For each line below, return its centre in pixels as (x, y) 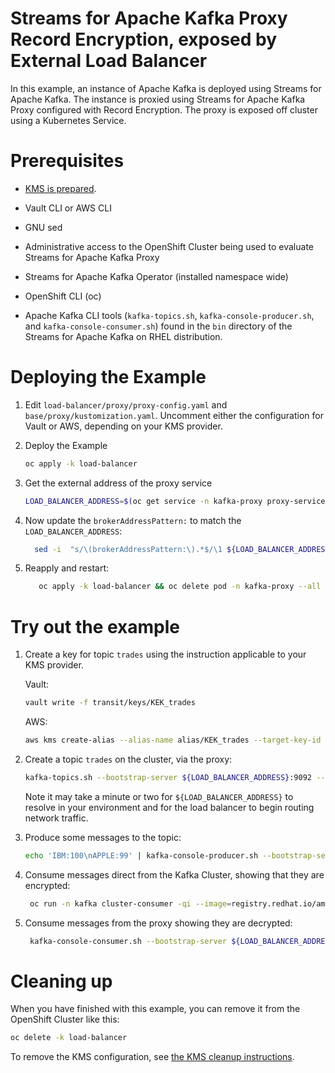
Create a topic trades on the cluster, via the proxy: (128, 759)
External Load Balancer (109, 61)
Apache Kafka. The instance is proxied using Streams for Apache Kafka (158, 99)
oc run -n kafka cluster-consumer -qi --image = (130, 903)
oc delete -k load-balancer (69, 1038)
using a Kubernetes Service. (68, 120)
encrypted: (47, 885)
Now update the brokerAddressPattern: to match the (133, 520)
